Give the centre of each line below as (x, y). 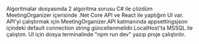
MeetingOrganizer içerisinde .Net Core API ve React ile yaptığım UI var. (95, 15)
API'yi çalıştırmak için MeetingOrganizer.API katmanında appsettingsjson (97, 21)
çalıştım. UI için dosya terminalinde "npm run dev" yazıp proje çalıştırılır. (96, 34)
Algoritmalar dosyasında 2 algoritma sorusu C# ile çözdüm (79, 9)
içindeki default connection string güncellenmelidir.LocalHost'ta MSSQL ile (99, 28)
